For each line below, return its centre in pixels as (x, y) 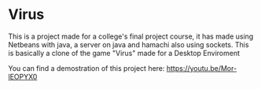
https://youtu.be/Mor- (202, 68)
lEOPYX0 (23, 76)
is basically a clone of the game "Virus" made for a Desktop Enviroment (124, 53)
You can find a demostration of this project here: (86, 68)
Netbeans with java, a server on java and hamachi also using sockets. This (129, 44)
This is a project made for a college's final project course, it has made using (131, 36)
